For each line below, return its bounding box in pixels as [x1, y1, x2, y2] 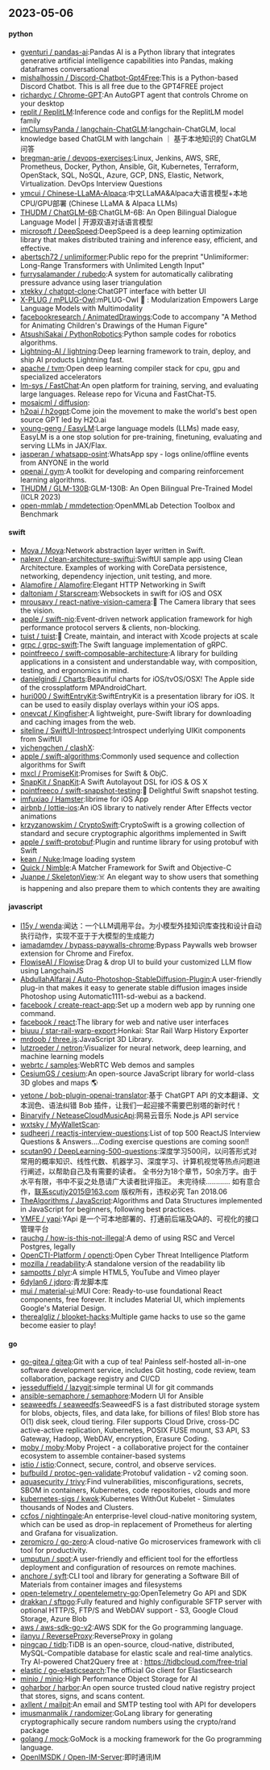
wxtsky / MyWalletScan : [19, 1119, 101, 1129]
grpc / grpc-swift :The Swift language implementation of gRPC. [19, 639, 228, 649]
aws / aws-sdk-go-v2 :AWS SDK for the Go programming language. [19, 1622, 243, 1633]
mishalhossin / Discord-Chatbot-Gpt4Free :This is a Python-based [19, 73, 239, 82]
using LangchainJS [19, 966, 85, 975]
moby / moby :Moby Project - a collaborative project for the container [19, 1442, 249, 1452]
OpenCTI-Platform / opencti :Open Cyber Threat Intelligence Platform [19, 1250, 249, 1260]
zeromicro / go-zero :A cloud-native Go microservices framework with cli [19, 1537, 262, 1546]
